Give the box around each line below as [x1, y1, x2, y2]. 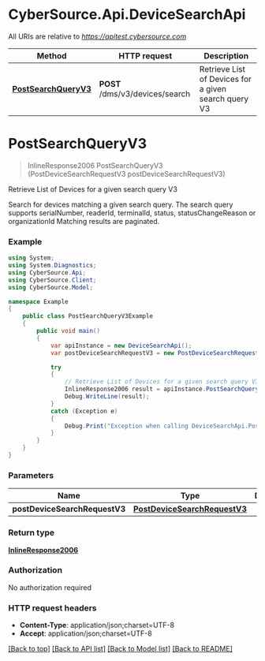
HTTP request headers [8, 602, 97, 613]
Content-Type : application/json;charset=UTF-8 [19, 621, 175, 630]
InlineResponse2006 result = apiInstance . [64, 385, 207, 394]
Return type [8, 527, 55, 538]
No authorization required [8, 582, 92, 592]
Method [36, 50, 67, 61]
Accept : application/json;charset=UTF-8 [19, 629, 152, 638]
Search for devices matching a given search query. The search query [8, 200, 233, 209]
